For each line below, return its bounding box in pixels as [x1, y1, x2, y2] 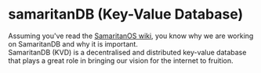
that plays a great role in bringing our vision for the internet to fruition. [8, 56, 234, 65]
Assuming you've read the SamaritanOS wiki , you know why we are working [8, 31, 254, 40]
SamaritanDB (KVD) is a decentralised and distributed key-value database [8, 47, 247, 57]
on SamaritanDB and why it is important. [8, 39, 139, 48]
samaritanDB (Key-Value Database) [8, 5, 244, 23]
